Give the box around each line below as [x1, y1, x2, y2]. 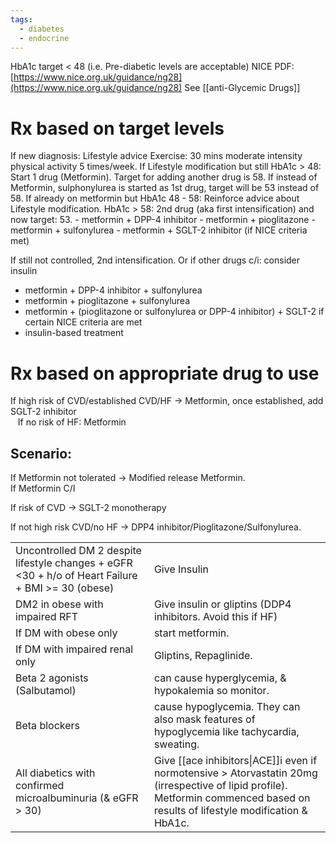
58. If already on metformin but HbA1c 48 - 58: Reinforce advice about [10, 192, 300, 205]
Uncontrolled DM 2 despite [15, 544, 142, 558]
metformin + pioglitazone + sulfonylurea [24, 295, 191, 307]
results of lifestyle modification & [153, 804, 308, 818]
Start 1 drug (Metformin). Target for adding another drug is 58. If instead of [10, 171, 318, 183]
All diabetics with [15, 766, 96, 780]
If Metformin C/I [10, 482, 76, 495]
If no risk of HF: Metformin [17, 416, 127, 428]
